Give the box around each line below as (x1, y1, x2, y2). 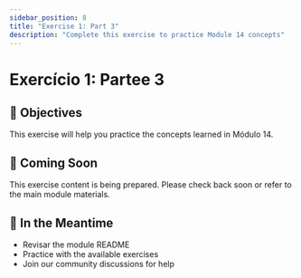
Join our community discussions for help (22, 259, 174, 269)
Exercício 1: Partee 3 (9, 69, 165, 90)
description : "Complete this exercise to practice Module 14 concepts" (9, 30, 285, 39)
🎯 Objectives (9, 105, 83, 120)
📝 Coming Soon (9, 155, 98, 170)
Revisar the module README (22, 239, 130, 250)
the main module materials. (9, 189, 110, 200)
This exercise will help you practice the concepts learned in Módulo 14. (9, 129, 274, 140)
